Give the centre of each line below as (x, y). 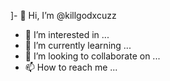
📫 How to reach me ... (71, 67)
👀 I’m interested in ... (67, 34)
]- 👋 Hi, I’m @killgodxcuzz (63, 15)
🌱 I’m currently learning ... (78, 45)
